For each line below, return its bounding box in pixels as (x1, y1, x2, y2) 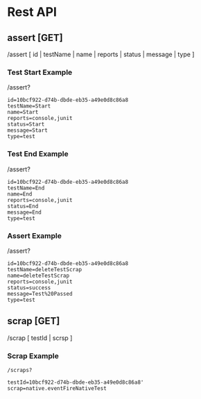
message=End (7, 209, 42, 216)
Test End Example (7, 149, 69, 159)
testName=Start (7, 103, 51, 110)
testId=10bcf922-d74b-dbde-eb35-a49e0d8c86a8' (7, 379, 144, 386)
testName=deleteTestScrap (7, 266, 82, 273)
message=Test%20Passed (7, 290, 73, 297)
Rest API (7, 4, 58, 20)
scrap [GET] (7, 315, 60, 327)
